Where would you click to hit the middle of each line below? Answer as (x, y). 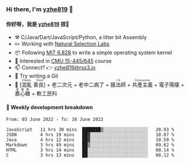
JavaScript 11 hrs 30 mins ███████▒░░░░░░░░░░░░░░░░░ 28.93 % (90, 130)
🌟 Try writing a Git (36, 76)
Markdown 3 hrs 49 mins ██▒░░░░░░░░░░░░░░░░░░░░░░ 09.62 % (90, 145)
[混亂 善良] (33, 85)
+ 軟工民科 (44, 93)
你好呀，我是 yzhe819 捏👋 (38, 24)
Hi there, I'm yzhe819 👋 (40, 9)
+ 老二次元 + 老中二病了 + (78, 85)
